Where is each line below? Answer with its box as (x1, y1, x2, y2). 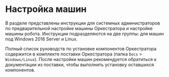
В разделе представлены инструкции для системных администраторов (5, 20, 160, 26)
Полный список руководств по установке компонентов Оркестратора (5, 45, 157, 51)
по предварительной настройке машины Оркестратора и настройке (5, 25, 153, 31)
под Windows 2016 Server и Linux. (5, 36, 78, 42)
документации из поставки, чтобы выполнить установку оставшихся (5, 61, 154, 67)
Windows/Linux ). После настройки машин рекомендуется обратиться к (5, 56, 157, 62)
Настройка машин (5, 3, 87, 15)
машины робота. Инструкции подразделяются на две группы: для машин (5, 30, 164, 36)
